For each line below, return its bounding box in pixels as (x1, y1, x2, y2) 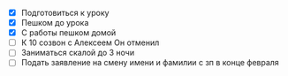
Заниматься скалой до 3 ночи (20, 48, 134, 58)
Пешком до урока (20, 18, 89, 28)
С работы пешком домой (20, 27, 117, 38)
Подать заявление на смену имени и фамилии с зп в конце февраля (20, 57, 279, 68)
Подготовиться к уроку (20, 8, 110, 18)
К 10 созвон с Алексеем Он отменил (20, 37, 160, 48)
